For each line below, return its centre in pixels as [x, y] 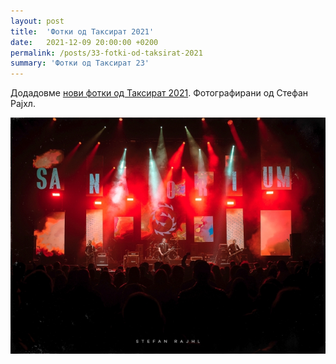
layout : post [37, 21]
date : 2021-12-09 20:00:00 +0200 [84, 42]
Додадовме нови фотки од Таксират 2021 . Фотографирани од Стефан [159, 93]
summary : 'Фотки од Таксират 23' [80, 63]
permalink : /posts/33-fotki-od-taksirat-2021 [106, 53]
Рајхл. [23, 104]
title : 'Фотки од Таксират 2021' [82, 31]
